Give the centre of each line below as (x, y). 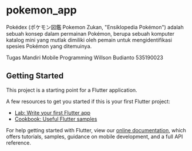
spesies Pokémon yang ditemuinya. (49, 46)
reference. (18, 143)
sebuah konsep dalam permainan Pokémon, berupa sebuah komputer (90, 33)
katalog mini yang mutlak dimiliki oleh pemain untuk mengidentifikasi (89, 40)
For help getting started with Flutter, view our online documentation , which (96, 130)
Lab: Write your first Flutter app (53, 112)
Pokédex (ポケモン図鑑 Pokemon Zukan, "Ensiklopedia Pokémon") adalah (95, 27)
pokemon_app (42, 10)
